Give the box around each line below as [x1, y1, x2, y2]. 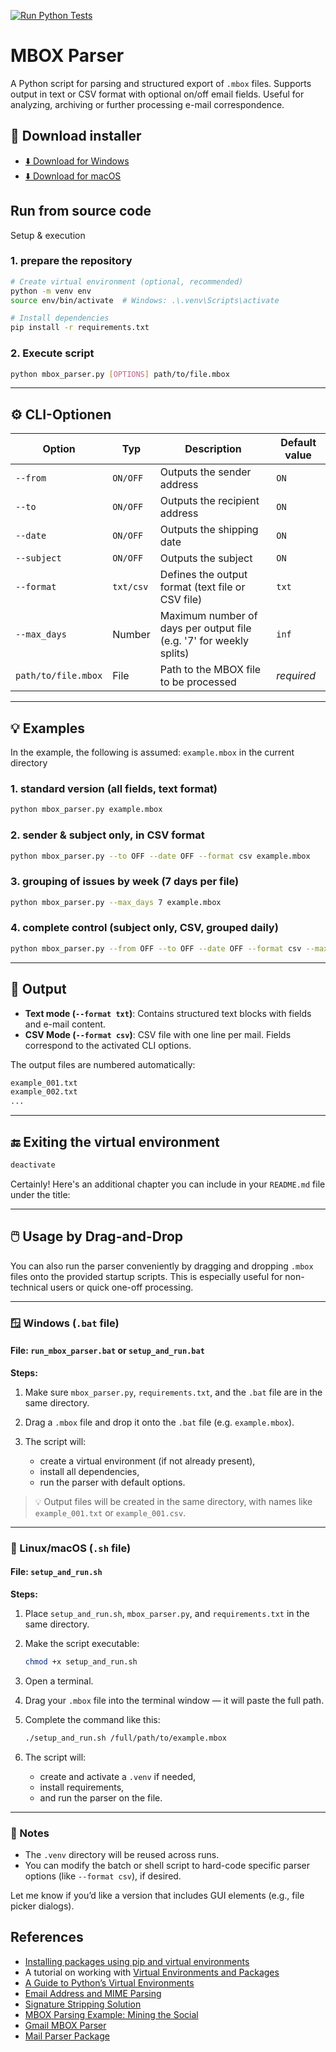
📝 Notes [10, 1826, 50, 1840]
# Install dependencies [10, 313, 110, 324]
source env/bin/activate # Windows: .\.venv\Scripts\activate [10, 295, 280, 305]
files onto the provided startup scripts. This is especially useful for [10, 1270, 283, 1282]
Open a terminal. [24, 1675, 94, 1687]
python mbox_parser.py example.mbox [10, 805, 163, 815]
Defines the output [159, 568, 248, 582]
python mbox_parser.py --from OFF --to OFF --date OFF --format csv [10, 943, 302, 954]
